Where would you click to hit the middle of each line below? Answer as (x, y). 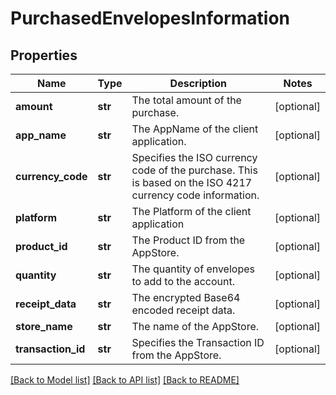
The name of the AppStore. (195, 326)
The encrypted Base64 (186, 297)
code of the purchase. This (194, 170)
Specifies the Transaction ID (198, 342)
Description (198, 83)
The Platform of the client (191, 211)
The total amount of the (186, 100)
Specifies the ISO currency (194, 157)
